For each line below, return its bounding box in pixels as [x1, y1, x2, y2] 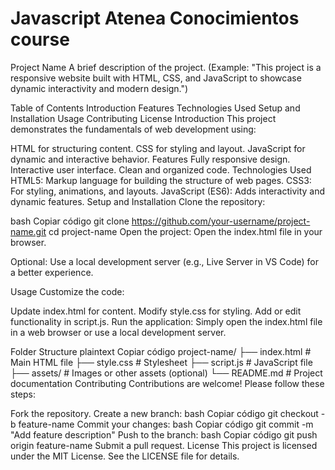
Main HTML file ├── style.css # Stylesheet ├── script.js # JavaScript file [10, 356, 313, 368]
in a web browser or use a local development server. [10, 326, 227, 338]
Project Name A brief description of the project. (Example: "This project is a [10, 61, 322, 73]
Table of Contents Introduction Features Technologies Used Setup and [10, 102, 301, 114]
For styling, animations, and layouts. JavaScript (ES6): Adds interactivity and [10, 185, 326, 197]
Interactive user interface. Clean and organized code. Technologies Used [10, 163, 312, 176]
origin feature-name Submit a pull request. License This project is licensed [10, 439, 318, 451]
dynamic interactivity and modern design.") [10, 82, 189, 94]
